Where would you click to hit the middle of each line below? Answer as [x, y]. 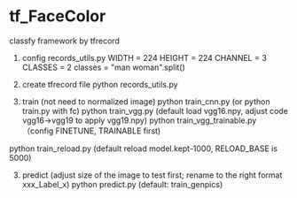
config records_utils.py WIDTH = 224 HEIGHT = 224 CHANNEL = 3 [145, 57]
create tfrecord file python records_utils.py [100, 84]
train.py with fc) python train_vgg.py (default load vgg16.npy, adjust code [155, 110]
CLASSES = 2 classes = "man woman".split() [104, 67]
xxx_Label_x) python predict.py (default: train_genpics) [122, 184]
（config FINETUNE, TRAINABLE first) [91, 131]
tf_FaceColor [58, 16]
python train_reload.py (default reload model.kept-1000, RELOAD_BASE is [143, 148]
